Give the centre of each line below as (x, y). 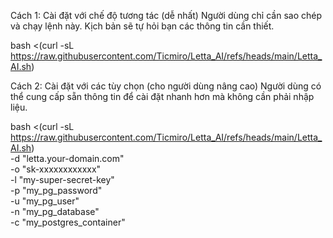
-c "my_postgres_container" (68, 222)
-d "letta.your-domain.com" (67, 158)
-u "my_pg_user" (45, 201)
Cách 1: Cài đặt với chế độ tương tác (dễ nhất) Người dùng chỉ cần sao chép (166, 15)
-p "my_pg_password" (56, 190)
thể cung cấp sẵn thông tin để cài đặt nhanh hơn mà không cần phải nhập (162, 96)
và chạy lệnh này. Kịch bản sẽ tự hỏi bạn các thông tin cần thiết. (142, 26)
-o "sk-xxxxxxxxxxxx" (56, 169)
